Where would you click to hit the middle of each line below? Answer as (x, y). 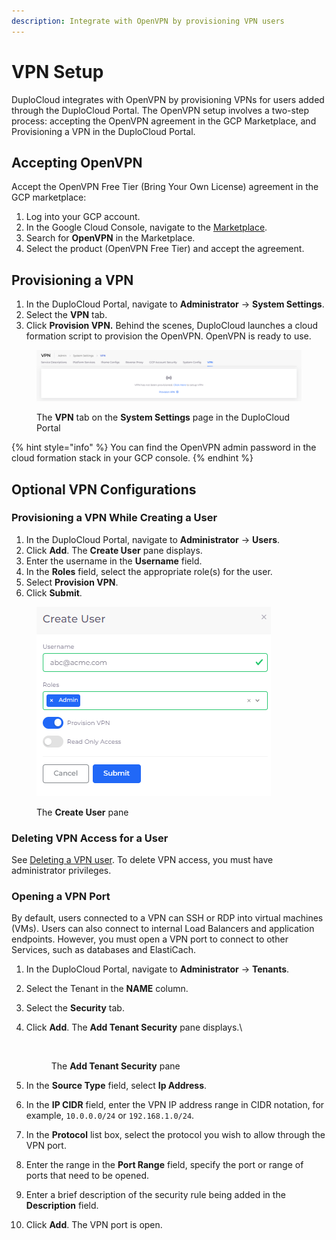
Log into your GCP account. (83, 217)
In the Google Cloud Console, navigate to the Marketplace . (146, 227)
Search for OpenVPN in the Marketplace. (110, 238)
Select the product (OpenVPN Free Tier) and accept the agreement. (165, 249)
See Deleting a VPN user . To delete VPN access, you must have (142, 860)
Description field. (62, 1206)
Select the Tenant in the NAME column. (107, 989)
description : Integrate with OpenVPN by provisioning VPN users (148, 21)
